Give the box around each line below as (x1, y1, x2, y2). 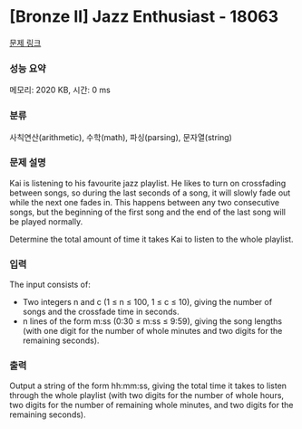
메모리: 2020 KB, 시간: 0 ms (9, 84, 111, 96)
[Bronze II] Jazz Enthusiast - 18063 (9, 6, 279, 27)
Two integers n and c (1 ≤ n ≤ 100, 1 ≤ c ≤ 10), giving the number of (22, 297, 273, 308)
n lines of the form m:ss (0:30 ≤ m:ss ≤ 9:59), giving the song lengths (22, 316, 283, 327)
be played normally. (9, 215, 83, 227)
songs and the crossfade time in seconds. (22, 306, 180, 318)
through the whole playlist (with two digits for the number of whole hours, (9, 390, 284, 401)
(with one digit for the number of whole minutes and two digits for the (22, 326, 283, 337)
